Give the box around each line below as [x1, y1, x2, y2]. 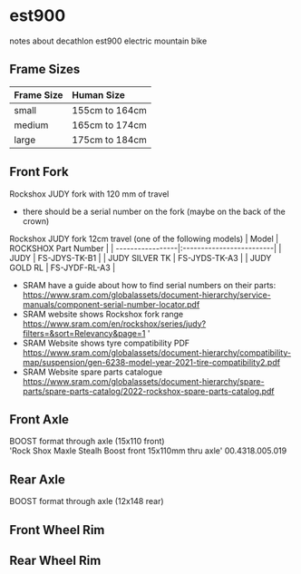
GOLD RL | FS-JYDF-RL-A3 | [9, 262, 116, 273]
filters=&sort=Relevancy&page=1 [22, 327, 146, 338]
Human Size [72, 88, 125, 101]
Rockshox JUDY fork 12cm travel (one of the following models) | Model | [9, 233, 279, 244]
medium [14, 119, 49, 131]
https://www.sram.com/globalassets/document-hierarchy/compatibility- [22, 346, 292, 358]
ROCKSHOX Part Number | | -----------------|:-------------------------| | [9, 242, 282, 254]
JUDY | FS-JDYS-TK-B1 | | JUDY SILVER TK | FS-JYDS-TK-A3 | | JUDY [9, 252, 272, 263]
